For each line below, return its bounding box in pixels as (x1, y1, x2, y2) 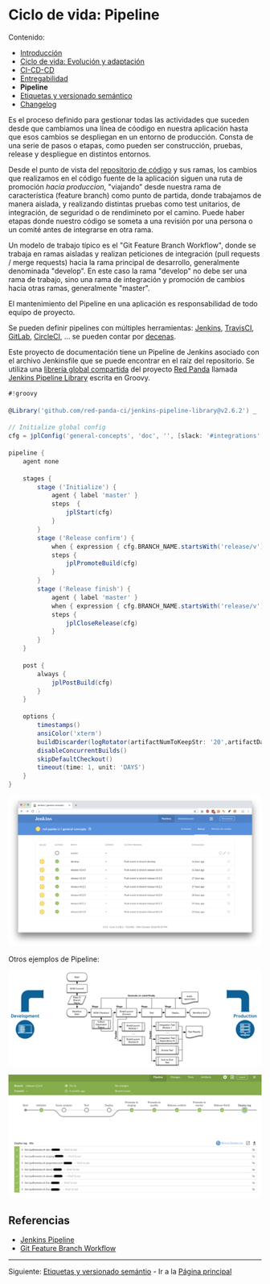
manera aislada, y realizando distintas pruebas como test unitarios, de (8, 199, 241, 209)
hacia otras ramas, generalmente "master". (8, 283, 150, 293)
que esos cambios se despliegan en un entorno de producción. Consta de (8, 131, 254, 142)
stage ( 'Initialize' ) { (37, 483, 117, 491)
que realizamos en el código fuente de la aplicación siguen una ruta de (8, 173, 243, 183)
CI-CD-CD (19, 64, 55, 74)
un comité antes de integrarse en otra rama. (8, 224, 154, 235)
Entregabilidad (19, 73, 68, 83)
